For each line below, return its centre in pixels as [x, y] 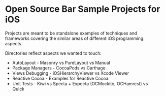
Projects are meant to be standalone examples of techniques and [71, 33]
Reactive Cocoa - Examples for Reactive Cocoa [60, 78]
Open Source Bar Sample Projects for [83, 9]
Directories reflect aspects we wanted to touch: [53, 53]
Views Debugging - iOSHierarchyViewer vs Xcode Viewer [71, 73]
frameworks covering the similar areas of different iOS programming [74, 38]
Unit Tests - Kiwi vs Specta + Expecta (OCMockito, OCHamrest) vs [80, 83]
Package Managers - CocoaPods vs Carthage [59, 68]
